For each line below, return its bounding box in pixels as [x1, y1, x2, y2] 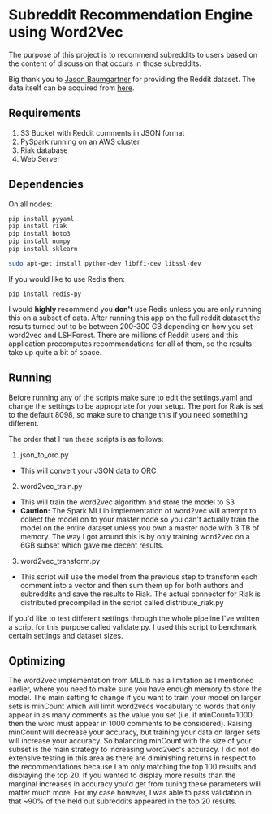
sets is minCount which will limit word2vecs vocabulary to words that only [8, 701, 256, 712]
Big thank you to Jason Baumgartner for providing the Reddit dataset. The [8, 74, 256, 84]
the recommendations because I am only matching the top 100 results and [8, 762, 257, 772]
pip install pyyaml [8, 214, 75, 223]
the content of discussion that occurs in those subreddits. [8, 58, 201, 68]
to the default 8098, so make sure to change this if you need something [8, 409, 248, 419]
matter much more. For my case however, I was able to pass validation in [8, 788, 252, 798]
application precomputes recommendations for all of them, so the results [8, 339, 253, 349]
